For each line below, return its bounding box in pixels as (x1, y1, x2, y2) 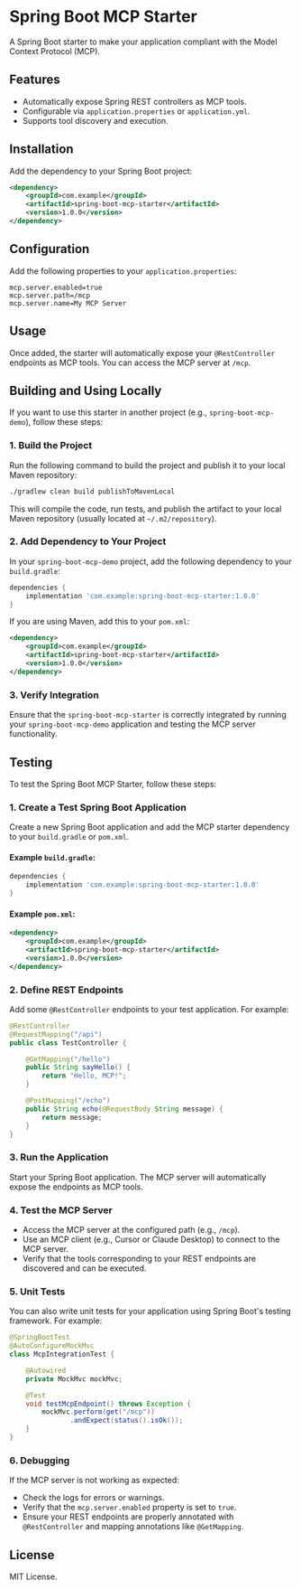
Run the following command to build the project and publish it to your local (9, 459, 286, 471)
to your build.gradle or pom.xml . (9, 832, 129, 842)
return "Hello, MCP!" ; (41, 1071, 127, 1081)
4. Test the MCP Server (9, 1204, 113, 1217)
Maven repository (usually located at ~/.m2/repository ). (9, 512, 217, 523)
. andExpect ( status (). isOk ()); (69, 1416, 183, 1425)
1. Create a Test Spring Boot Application (9, 801, 187, 813)
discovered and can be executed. (22, 1263, 147, 1274)
